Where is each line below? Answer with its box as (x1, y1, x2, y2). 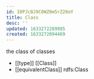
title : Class (6, 14, 39, 21)
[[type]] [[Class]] (14, 60, 57, 67)
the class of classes (6, 48, 56, 55)
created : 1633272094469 (6, 31, 66, 37)
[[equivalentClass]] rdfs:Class (14, 66, 89, 73)
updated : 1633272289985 (6, 25, 66, 32)
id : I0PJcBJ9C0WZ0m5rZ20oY (6, 8, 74, 15)
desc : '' (6, 20, 28, 26)
